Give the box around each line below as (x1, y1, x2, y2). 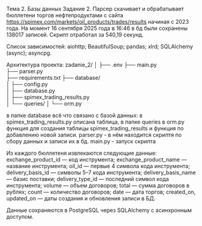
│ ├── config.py (6, 80, 48, 88)
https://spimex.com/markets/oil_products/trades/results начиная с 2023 (6, 18, 189, 25)
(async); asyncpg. (6, 49, 52, 57)
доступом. (6, 213, 34, 220)
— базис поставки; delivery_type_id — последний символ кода (6, 175, 169, 182)
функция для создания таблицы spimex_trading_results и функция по (6, 125, 184, 132)
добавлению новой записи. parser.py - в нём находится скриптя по (6, 131, 182, 138)
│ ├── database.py (6, 87, 56, 94)
